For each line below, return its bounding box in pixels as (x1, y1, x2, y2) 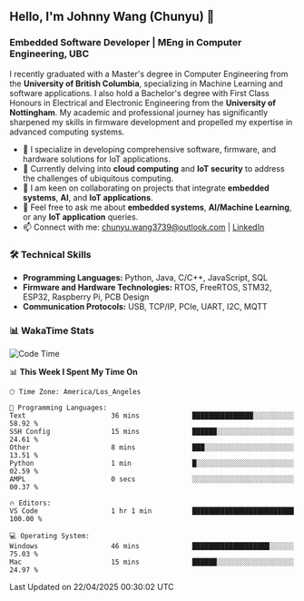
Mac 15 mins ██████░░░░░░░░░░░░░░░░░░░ (9, 557, 295, 567)
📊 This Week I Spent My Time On (9, 367, 138, 378)
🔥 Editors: (9, 498, 52, 508)
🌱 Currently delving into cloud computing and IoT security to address (22, 163, 285, 173)
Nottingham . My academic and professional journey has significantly (9, 106, 269, 118)
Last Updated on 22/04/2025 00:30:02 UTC (9, 582, 174, 593)
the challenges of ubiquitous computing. (22, 172, 174, 183)
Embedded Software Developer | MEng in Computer (9, 36, 242, 49)
